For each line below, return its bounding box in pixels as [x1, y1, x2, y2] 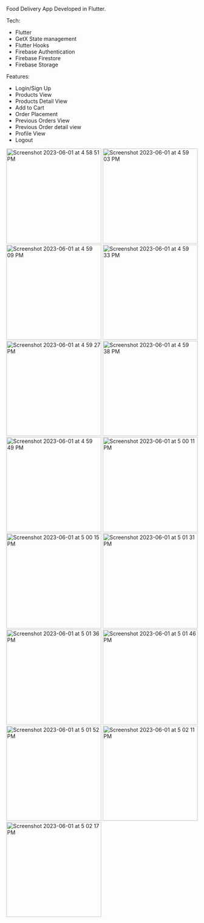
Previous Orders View [15, 117, 70, 124]
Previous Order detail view [15, 124, 82, 130]
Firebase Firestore [15, 55, 61, 61]
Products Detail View [15, 97, 68, 105]
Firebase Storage [15, 61, 59, 68]
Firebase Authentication [15, 48, 75, 55]
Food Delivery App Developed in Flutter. [6, 5, 106, 12]
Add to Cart [15, 104, 44, 111]
